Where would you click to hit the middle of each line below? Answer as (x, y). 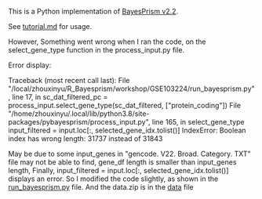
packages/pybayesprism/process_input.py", (79, 122)
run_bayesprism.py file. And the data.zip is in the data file (101, 187)
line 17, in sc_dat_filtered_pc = (60, 97)
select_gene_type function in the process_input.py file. (96, 50)
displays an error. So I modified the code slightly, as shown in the (113, 179)
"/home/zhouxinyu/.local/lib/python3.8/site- (79, 114)
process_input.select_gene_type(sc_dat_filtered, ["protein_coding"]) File (125, 105)
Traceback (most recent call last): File (69, 80)
